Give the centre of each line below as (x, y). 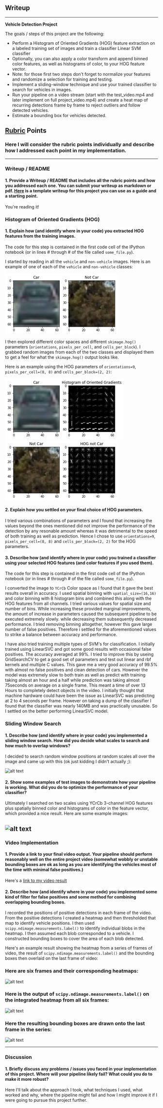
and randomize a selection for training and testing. (62, 79)
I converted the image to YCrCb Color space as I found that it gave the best (79, 588)
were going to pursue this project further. (46, 1100)
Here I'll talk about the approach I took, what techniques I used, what (74, 1090)
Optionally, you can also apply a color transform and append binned (80, 58)
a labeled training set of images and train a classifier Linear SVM (76, 48)
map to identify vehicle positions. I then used (50, 923)
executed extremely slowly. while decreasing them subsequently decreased (81, 619)
